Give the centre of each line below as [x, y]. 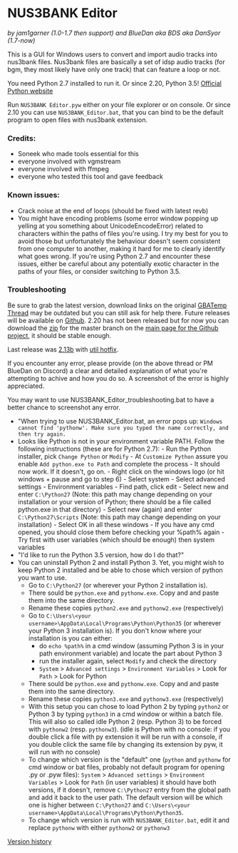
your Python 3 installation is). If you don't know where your [115, 630]
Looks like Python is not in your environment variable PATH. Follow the [121, 441]
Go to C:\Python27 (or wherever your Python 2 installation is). [118, 585]
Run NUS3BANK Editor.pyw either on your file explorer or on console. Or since [119, 104]
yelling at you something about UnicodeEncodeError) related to [110, 225]
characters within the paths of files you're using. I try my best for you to [123, 233]
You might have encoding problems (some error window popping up [118, 218]
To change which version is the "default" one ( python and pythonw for [130, 759]
